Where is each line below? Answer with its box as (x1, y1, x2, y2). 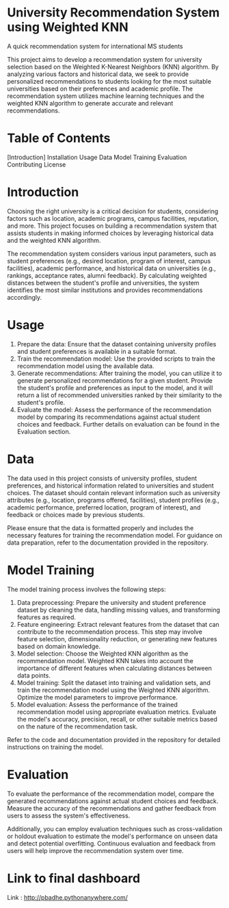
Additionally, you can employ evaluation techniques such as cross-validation (7, 824, 223, 833)
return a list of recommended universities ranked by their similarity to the (16, 391, 222, 399)
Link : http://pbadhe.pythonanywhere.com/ (7, 893, 129, 901)
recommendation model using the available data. (16, 361, 154, 370)
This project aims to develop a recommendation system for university (7, 55, 202, 63)
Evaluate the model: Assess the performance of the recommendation (16, 405, 212, 414)
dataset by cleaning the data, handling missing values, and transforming (16, 606, 221, 614)
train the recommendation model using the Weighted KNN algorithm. (16, 686, 211, 694)
